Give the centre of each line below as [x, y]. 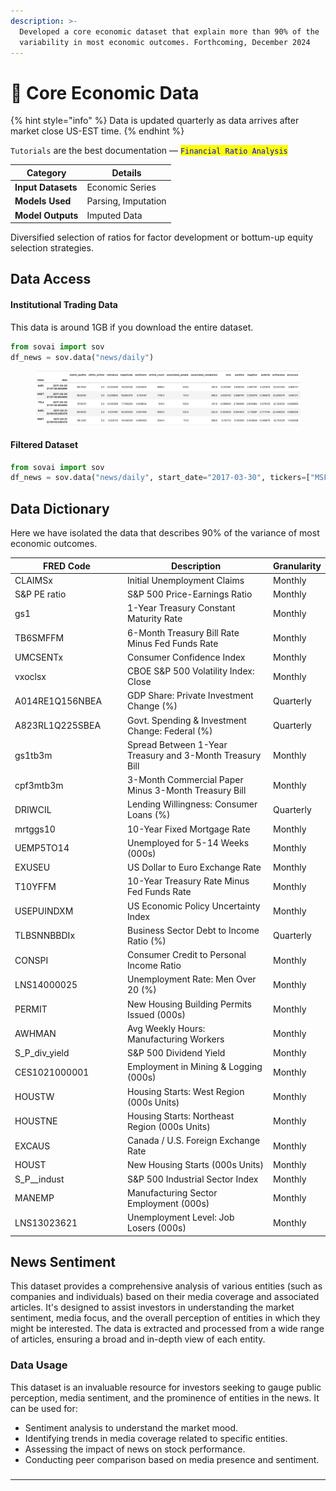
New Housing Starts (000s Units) [195, 1165]
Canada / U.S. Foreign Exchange [194, 1141]
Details [126, 172]
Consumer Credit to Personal [187, 955]
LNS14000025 [46, 984]
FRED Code [67, 566]
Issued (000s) [156, 1014]
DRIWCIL [33, 809]
